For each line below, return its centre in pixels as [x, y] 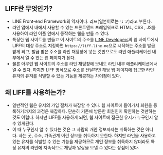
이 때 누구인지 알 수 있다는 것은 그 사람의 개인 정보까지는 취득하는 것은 [78, 129]
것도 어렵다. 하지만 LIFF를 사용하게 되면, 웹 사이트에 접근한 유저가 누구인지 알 [85, 117]
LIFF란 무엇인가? [29, 9]
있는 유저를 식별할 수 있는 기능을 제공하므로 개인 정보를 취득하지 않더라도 [81, 141]
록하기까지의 [24, 111]
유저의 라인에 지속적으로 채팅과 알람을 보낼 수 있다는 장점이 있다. [78, 147]
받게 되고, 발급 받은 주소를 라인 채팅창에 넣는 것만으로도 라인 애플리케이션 [81, 51]
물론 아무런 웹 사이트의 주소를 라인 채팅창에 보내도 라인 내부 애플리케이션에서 [85, 63]
